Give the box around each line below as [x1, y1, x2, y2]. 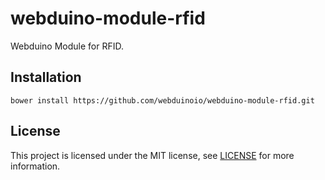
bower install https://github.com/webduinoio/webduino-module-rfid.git [10, 95, 315, 106]
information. [10, 160, 61, 172]
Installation [10, 69, 82, 86]
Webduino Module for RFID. [10, 40, 124, 52]
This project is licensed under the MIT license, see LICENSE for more [10, 149, 295, 161]
